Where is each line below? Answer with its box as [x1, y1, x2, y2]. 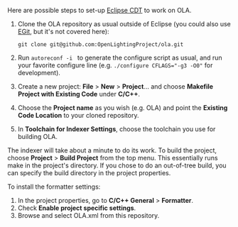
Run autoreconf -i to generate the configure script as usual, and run [17, 53, 222, 62]
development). [17, 69, 60, 77]
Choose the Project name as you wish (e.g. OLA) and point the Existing [17, 104, 228, 112]
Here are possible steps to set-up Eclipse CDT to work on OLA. [7, 6, 192, 14]
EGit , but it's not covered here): [17, 28, 109, 35]
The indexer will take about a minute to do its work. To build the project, [7, 146, 217, 155]
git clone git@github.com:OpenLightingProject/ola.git [17, 41, 184, 48]
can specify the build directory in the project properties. [7, 169, 171, 177]
